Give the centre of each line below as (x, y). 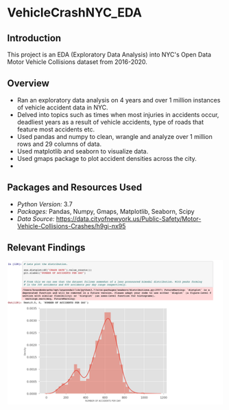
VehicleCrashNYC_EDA (75, 13)
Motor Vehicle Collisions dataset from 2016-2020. (77, 62)
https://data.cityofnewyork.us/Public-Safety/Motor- (129, 219)
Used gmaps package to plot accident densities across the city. (107, 158)
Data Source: (36, 219)
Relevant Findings (46, 248)
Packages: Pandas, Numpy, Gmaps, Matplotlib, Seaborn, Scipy (106, 211)
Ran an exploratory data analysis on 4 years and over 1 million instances (119, 100)
